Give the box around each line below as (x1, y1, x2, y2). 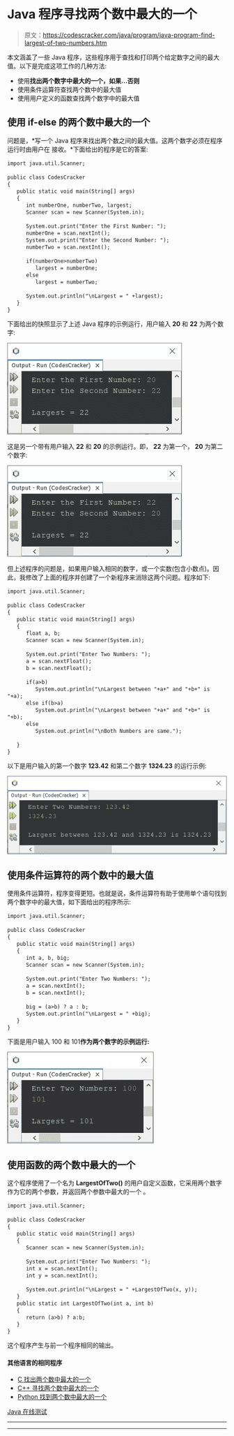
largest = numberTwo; (35, 279, 98, 286)
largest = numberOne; (35, 265, 98, 272)
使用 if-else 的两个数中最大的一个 (7, 117, 150, 128)
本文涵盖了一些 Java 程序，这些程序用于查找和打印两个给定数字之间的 (7, 53, 208, 61)
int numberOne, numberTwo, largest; (25, 202, 132, 209)
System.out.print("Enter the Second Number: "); (25, 237, 170, 244)
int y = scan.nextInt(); (25, 1272, 98, 1280)
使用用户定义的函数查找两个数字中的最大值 (17, 94, 140, 102)
